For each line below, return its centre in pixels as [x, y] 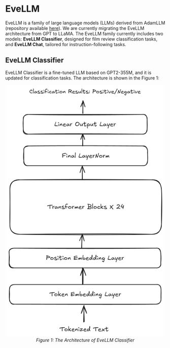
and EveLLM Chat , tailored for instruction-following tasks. [66, 44]
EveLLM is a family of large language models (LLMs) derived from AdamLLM [85, 23]
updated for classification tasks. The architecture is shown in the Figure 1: [82, 78]
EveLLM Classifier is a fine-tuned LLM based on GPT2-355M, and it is [78, 72]
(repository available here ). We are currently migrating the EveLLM [75, 28]
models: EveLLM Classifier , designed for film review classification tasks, [81, 39]
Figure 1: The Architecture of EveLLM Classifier [85, 340]
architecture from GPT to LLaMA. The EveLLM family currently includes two [84, 33]
